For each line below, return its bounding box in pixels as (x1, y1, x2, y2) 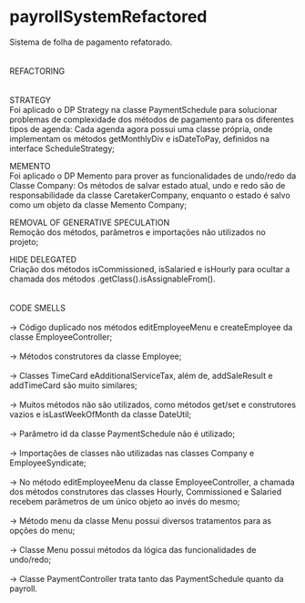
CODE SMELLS (9, 302, 66, 313)
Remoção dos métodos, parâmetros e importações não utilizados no (9, 226, 266, 238)
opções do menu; (9, 525, 76, 536)
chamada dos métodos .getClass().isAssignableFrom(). (9, 273, 216, 284)
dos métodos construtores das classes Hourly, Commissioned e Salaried (9, 485, 282, 497)
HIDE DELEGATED (9, 253, 77, 265)
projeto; (9, 236, 39, 247)
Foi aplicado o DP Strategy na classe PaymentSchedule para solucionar (9, 104, 278, 115)
